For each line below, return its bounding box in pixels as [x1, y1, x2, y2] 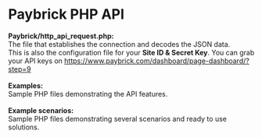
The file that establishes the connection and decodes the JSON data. [8, 39, 231, 48]
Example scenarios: [8, 105, 74, 115]
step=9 [8, 64, 31, 73]
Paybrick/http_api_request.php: [8, 31, 114, 41]
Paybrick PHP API [8, 5, 125, 23]
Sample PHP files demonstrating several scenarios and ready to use [8, 114, 227, 123]
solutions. [8, 122, 40, 132]
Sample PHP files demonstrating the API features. [8, 89, 168, 98]
